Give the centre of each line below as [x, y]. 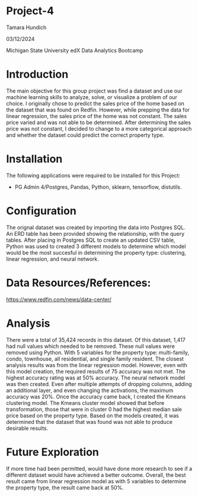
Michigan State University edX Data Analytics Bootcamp [75, 50]
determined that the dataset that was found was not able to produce [90, 422]
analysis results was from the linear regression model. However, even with [97, 365]
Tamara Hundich [26, 27]
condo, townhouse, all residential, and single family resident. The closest [95, 359]
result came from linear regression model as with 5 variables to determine [96, 481]
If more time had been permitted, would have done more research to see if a [99, 468]
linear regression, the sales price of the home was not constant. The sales [97, 116]
